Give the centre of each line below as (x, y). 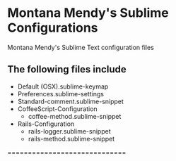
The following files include (67, 69)
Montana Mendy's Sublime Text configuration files (81, 47)
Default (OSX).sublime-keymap (63, 86)
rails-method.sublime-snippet (71, 139)
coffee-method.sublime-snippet (75, 116)
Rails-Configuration (46, 124)
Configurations (53, 28)
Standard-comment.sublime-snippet (70, 101)
